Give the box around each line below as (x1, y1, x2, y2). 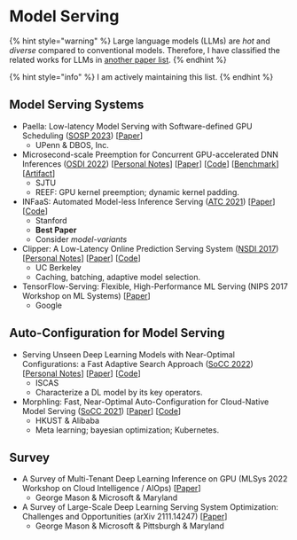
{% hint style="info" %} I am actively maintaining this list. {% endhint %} (9, 71, 274, 82)
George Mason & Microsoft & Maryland (35, 492, 178, 503)
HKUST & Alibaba (35, 415, 100, 426)
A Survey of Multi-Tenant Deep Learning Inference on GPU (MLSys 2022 (21, 473, 288, 484)
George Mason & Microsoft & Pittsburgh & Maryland (35, 520, 224, 531)
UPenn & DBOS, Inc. (35, 139, 109, 150)
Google (35, 300, 62, 310)
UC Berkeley (35, 262, 82, 272)
